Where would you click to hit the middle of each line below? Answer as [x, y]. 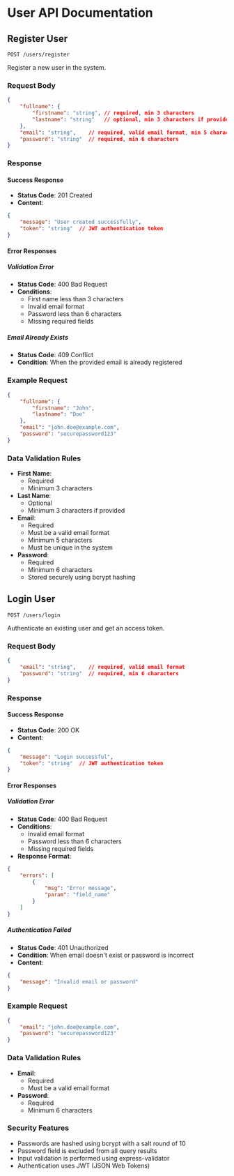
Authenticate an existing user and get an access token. [86, 628]
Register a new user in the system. [57, 67]
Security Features [38, 1128]
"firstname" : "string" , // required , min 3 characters [114, 113]
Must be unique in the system [70, 548]
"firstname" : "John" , [64, 408]
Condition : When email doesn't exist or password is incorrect [106, 955]
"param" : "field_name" [77, 895]
